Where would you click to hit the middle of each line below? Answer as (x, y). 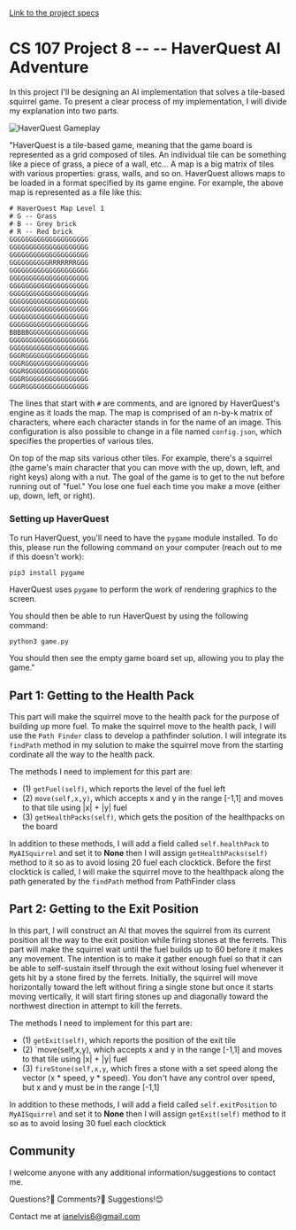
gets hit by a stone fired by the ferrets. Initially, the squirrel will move (133, 977)
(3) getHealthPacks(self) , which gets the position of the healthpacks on (153, 817)
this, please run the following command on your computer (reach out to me (146, 548)
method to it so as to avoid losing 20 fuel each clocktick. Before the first (140, 862)
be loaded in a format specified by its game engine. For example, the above (147, 183)
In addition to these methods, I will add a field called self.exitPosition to (143, 1104)
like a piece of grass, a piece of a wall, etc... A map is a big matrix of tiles (142, 164)
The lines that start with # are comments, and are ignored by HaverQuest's (144, 403)
